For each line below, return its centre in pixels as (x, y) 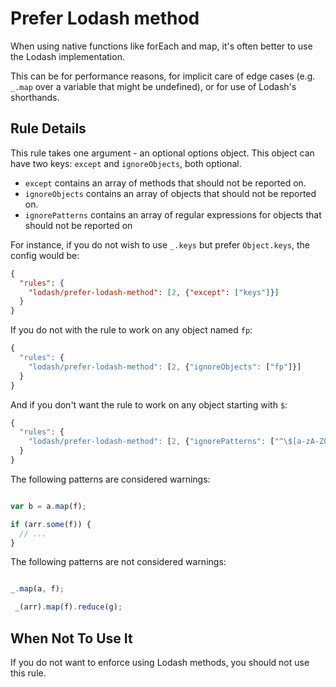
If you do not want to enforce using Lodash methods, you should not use (160, 662)
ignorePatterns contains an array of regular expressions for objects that (173, 214)
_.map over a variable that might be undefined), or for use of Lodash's (153, 86)
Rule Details (48, 128)
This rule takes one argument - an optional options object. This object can (162, 153)
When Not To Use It (71, 638)
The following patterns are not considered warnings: (118, 562)
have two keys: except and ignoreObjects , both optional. (126, 163)
